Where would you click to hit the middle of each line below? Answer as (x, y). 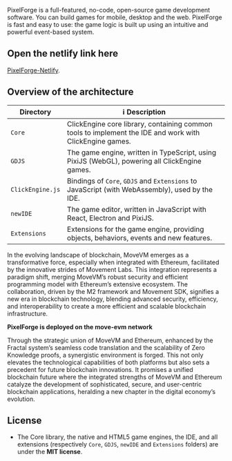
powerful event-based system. (51, 32)
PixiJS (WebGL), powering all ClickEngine (134, 161)
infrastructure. (28, 313)
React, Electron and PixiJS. (110, 218)
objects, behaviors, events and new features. (139, 237)
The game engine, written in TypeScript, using (142, 153)
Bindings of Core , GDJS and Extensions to (132, 181)
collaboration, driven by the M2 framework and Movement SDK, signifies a (113, 291)
